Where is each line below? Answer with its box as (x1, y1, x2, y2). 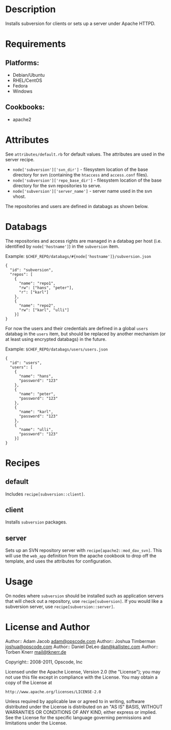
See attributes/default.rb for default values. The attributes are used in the (5, 151, 165, 157)
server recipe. (5, 156, 35, 162)
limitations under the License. (5, 720, 67, 726)
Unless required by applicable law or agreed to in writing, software (5, 698, 145, 705)
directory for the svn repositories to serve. (12, 182, 102, 189)
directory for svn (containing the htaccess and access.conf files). (12, 171, 149, 178)
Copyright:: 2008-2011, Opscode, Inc (5, 659, 83, 665)
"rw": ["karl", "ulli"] (18, 307, 70, 312)
